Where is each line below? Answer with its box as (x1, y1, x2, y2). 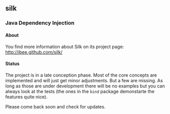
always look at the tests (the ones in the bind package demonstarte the (5, 88, 155, 94)
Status (5, 61, 20, 67)
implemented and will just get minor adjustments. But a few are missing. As (5, 77, 163, 83)
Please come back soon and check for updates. (5, 103, 106, 109)
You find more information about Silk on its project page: (5, 43, 124, 50)
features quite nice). (5, 94, 47, 100)
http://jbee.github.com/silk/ (5, 49, 63, 55)
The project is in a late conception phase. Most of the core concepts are (5, 72, 157, 78)
